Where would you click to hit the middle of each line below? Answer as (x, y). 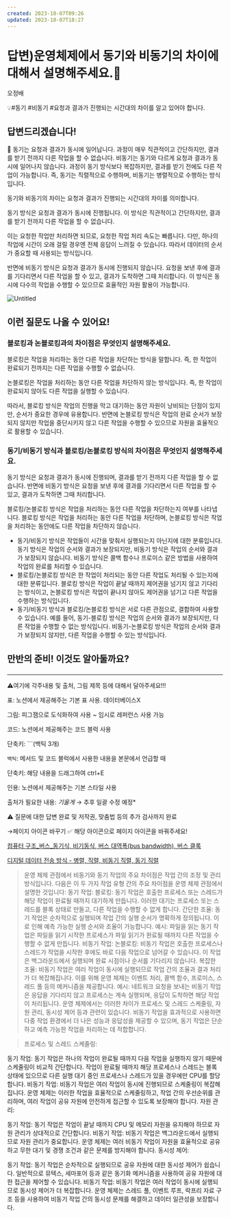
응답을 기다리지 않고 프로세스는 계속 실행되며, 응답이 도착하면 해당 (119, 994)
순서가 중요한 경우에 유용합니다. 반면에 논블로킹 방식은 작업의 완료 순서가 (113, 414)
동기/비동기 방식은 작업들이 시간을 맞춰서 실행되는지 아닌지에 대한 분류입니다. (119, 541)
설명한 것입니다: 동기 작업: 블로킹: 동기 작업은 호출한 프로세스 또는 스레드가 (123, 892)
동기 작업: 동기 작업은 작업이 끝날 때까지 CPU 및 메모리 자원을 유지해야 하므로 (110, 1124)
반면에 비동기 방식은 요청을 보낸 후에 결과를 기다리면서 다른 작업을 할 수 (122, 486)
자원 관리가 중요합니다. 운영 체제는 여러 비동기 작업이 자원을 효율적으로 (114, 1141)
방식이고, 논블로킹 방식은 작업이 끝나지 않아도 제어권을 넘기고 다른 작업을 (121, 592)
